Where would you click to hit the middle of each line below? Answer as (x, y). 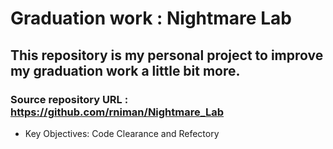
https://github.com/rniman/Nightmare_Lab (117, 112)
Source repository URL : (69, 99)
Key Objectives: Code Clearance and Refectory (122, 133)
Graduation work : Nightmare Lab (151, 18)
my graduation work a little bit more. (125, 70)
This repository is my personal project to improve (167, 55)
